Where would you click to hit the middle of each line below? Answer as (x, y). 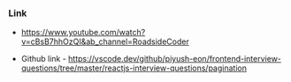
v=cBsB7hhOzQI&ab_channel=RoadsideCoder (105, 41)
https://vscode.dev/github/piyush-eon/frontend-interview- (175, 59)
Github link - (44, 59)
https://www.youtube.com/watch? (83, 33)
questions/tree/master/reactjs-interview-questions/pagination (134, 68)
